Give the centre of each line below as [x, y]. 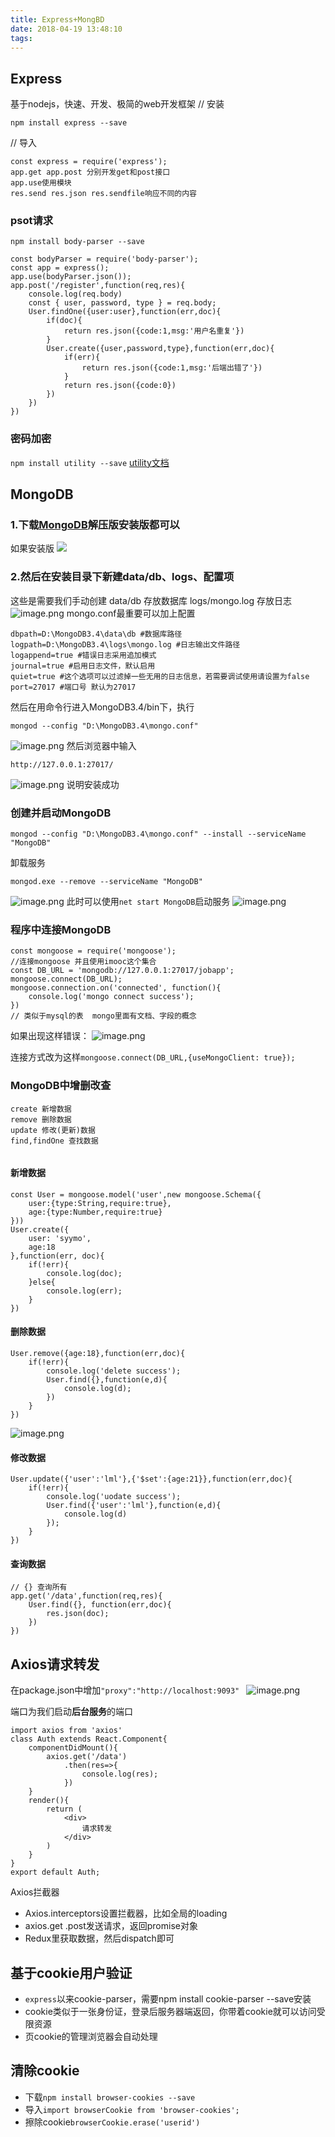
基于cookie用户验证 [71, 1972]
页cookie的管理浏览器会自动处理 [91, 2037]
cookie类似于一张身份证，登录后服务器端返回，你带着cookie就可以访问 [170, 2012]
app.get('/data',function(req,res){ [86, 1596]
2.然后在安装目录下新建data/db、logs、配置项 [122, 577]
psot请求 [32, 221]
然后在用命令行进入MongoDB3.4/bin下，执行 [102, 707]
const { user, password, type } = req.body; [122, 303]
